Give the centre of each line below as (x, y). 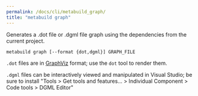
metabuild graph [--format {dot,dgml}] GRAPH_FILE (71, 52)
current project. (25, 41)
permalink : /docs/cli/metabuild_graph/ (56, 12)
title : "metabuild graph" (38, 17)
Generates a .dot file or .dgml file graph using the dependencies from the (97, 34)
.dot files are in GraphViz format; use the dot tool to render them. (87, 63)
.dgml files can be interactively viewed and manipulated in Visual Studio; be (99, 74)
